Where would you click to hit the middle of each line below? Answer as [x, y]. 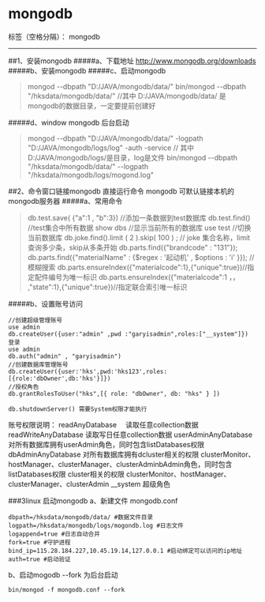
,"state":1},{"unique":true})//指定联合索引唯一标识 [107, 287]
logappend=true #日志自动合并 [54, 534]
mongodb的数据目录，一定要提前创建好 [91, 105]
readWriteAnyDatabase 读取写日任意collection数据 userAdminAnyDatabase [131, 435]
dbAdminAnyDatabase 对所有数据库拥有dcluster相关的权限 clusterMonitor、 [132, 454]
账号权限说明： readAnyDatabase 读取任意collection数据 [103, 424]
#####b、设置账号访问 [45, 303]
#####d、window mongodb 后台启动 [69, 122]
